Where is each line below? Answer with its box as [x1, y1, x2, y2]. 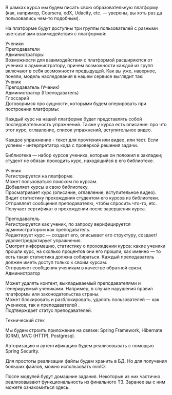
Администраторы [5, 51, 44, 57]
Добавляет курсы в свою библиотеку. [5, 184, 89, 190]
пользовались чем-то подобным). [5, 15, 80, 21]
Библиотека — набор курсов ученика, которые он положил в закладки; [5, 152, 163, 158]
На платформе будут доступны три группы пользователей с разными [5, 25, 158, 31]
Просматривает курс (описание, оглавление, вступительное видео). [5, 189, 157, 195]
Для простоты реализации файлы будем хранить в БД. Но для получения [5, 358, 167, 364]
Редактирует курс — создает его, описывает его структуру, [5, 232, 137, 238]
